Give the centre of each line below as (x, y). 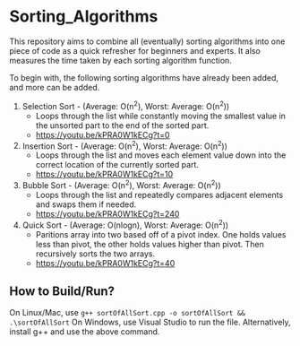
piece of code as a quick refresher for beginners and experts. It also (135, 50)
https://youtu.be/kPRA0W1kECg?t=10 (104, 174)
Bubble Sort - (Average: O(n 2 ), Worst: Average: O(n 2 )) (121, 184)
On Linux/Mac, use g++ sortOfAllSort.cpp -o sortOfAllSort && (128, 313)
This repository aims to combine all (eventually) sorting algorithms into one (147, 41)
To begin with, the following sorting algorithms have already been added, (144, 77)
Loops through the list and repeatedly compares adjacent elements (159, 195)
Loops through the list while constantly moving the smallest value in (161, 116)
